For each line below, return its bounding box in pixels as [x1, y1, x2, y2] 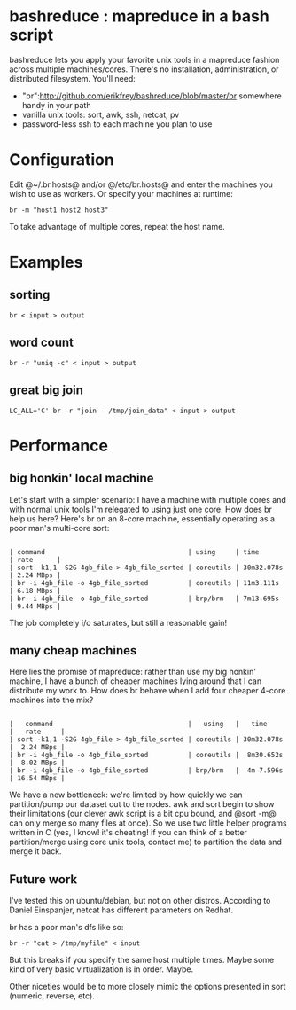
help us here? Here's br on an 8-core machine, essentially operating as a [9, 513, 275, 524]
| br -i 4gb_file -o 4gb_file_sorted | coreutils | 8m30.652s [9, 751, 284, 760]
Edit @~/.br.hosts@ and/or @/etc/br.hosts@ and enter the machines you [9, 179, 273, 190]
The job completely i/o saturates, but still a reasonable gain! [9, 617, 228, 628]
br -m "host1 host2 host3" [9, 206, 109, 215]
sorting [9, 287, 51, 302]
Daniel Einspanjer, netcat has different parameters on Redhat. [9, 904, 233, 915]
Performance [9, 435, 109, 456]
